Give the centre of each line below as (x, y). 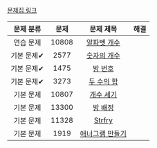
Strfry (103, 120)
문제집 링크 (22, 10)
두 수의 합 (103, 82)
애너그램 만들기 (103, 134)
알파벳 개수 (103, 42)
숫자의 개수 (103, 56)
